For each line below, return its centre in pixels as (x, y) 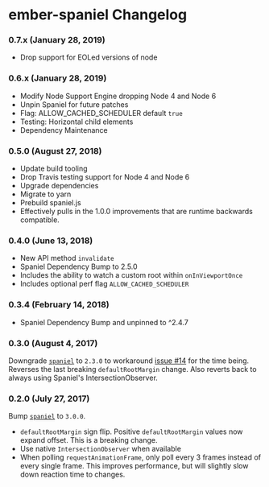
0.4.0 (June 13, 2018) (51, 241)
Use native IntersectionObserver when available (100, 449)
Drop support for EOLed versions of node (89, 57)
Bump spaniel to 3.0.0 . (47, 416)
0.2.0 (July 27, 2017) (49, 398)
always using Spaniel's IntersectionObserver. (83, 378)
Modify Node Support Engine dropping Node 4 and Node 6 (118, 96)
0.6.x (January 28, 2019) (58, 78)
